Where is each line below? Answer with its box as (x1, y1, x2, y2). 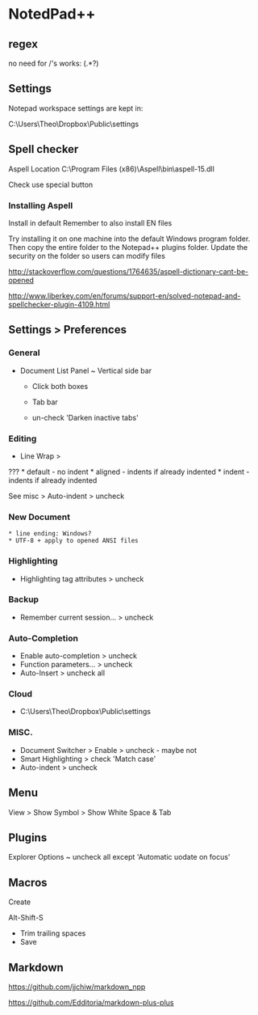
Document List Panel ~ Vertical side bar (19, 366, 152, 375)
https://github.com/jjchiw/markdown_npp (8, 982, 146, 992)
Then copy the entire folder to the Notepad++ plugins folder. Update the (8, 242, 248, 252)
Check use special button (8, 180, 94, 189)
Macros (8, 875, 48, 890)
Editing (8, 433, 37, 444)
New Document (8, 511, 71, 522)
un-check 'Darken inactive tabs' (31, 412, 139, 422)
